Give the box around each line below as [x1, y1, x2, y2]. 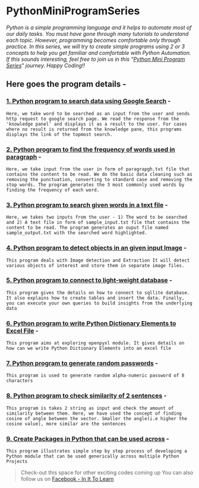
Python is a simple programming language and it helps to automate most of [6, 24, 192, 31]
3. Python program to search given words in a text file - [6, 201, 168, 209]
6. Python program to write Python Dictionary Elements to [6, 319, 176, 327]
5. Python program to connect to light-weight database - [6, 276, 172, 284]
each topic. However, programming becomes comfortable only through [6, 36, 181, 43]
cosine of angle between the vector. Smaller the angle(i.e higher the [6, 415, 187, 421]
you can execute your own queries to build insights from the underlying [6, 300, 193, 306]
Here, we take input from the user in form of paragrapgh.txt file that [6, 166, 190, 172]
